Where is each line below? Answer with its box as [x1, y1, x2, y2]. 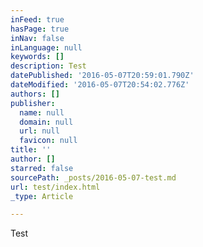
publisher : [10, 98, 56, 108]
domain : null [19, 117, 74, 127]
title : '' [10, 145, 52, 155]
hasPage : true [10, 24, 70, 34]
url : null [19, 126, 60, 136]
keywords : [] [10, 52, 65, 62]
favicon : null [19, 136, 78, 146]
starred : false [10, 163, 74, 173]
